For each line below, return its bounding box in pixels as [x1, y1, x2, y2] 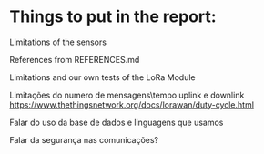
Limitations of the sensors [9, 36, 107, 47]
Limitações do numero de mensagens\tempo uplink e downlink [9, 89, 245, 100]
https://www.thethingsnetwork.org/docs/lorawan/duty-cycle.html [9, 98, 255, 110]
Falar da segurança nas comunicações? [9, 134, 159, 145]
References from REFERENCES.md [9, 54, 140, 65]
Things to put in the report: [9, 6, 217, 27]
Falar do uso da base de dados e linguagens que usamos [9, 117, 224, 128]
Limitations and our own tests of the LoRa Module [9, 71, 196, 83]
